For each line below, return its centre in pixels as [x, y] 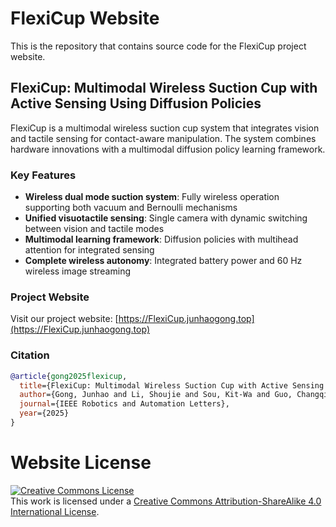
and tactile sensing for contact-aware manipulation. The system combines [163, 138]
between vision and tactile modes [94, 229]
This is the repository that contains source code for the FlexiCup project [158, 46]
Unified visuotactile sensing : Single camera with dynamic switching [166, 218]
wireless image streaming [77, 271]
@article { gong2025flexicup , [69, 376]
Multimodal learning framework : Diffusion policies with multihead [161, 239]
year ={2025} [44, 413]
